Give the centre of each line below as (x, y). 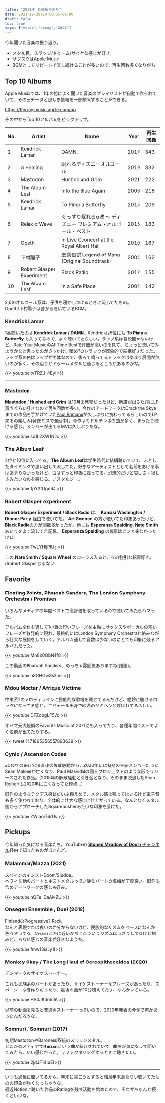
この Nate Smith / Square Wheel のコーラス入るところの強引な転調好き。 (79, 557)
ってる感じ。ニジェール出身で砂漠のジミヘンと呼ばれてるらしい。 (89, 706)
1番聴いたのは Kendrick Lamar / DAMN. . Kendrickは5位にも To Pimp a (76, 333)
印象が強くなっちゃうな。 (39, 1083)
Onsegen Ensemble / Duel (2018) (45, 909)
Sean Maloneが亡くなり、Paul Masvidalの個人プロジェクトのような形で (77, 771)
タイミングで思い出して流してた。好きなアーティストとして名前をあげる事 (84, 466)
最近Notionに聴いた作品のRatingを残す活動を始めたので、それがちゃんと (78, 1089)
